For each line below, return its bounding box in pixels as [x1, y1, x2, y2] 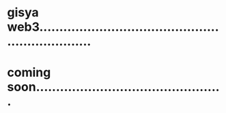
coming [7, 65, 51, 80]
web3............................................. [7, 19, 220, 35]
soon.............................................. [7, 80, 220, 95]
